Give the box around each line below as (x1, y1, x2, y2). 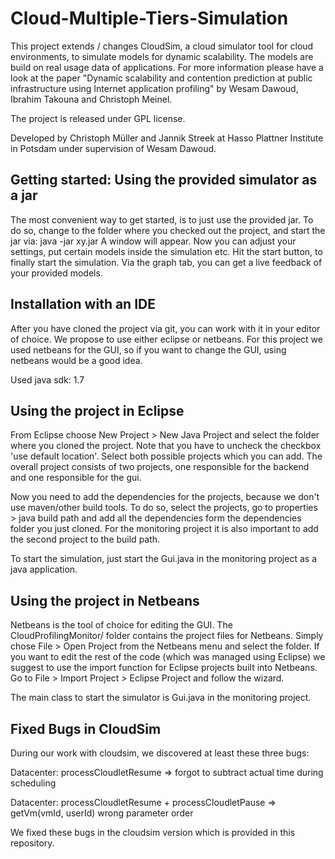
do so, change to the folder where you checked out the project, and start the (10, 224, 326, 236)
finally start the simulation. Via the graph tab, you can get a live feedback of (10, 256, 323, 268)
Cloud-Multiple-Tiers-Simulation (10, 7, 289, 30)
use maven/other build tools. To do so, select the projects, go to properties (10, 502, 318, 514)
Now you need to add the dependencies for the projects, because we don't (10, 491, 320, 503)
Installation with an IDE (10, 296, 156, 313)
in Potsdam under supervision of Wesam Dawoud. (10, 142, 217, 154)
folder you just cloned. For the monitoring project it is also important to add (10, 523, 319, 535)
